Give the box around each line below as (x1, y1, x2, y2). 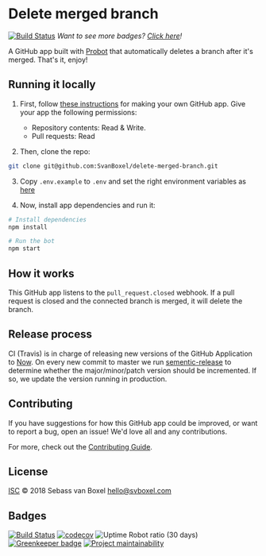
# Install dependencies (8, 215, 87, 223)
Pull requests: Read (31, 131, 95, 141)
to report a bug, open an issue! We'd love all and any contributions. (8, 427, 228, 436)
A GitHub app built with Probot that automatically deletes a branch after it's (8, 46, 254, 56)
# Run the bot (8, 237, 56, 245)
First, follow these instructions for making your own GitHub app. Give (19, 98, 246, 108)
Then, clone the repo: (19, 146, 91, 156)
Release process (8, 327, 93, 342)
